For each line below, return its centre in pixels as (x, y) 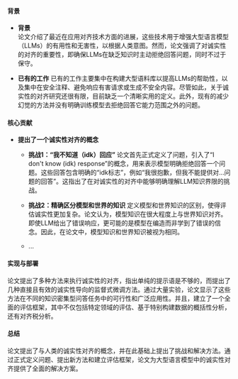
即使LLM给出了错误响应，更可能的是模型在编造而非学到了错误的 (121, 223)
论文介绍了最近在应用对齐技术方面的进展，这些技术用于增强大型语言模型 (123, 37)
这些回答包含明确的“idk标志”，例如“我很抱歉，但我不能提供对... (132, 172)
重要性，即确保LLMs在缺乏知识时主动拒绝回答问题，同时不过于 (134, 55)
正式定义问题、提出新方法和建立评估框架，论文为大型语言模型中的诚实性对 (122, 359)
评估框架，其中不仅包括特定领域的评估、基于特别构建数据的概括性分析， (125, 307)
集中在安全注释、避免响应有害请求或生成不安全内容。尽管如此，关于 (123, 87)
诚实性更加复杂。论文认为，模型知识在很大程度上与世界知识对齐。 (131, 214)
